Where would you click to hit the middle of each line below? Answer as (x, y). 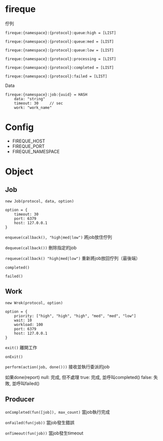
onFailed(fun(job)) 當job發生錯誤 (40, 422)
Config (19, 127)
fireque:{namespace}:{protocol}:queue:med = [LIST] (59, 41)
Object (19, 172)
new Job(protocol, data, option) (40, 201)
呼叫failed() (28, 383)
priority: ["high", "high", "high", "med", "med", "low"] (75, 316)
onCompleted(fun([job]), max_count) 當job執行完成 (57, 412)
